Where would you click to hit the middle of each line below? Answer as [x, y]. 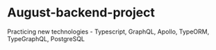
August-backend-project [81, 13]
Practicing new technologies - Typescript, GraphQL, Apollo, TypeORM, [108, 32]
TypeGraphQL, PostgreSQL [46, 38]
